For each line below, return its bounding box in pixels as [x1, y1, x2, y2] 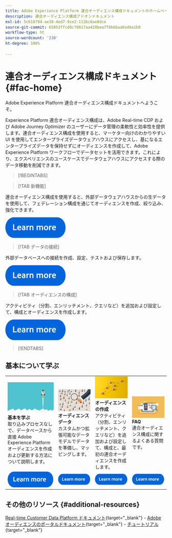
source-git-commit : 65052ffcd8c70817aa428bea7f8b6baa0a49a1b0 [5, 25, 141, 30]
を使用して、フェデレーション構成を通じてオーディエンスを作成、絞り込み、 [5, 200, 166, 206]
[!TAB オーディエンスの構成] [17, 291, 77, 298]
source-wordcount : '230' [5, 35, 58, 41]
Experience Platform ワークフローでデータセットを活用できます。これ [5, 149, 152, 155]
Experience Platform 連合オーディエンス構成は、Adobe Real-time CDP [5, 117, 154, 123]
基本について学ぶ [5, 362, 59, 370]
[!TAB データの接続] [17, 243, 60, 249]
